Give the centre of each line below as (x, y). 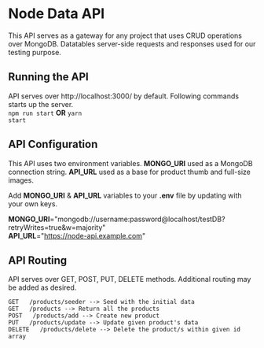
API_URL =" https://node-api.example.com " (77, 235)
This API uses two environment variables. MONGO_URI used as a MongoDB (130, 163)
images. (21, 180)
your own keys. (33, 204)
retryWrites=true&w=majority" (57, 227)
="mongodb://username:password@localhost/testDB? (137, 219)
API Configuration (53, 144)
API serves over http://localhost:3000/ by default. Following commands (124, 96)
